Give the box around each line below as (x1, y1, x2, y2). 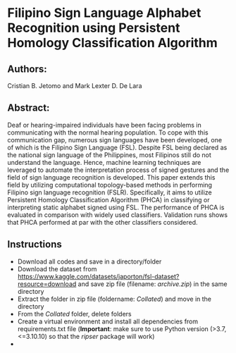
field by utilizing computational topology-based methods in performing (7, 180, 213, 189)
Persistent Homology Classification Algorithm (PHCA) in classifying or (7, 195, 210, 204)
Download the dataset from (17, 264, 97, 273)
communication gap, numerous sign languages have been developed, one (7, 135, 223, 144)
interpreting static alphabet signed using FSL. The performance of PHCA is (7, 203, 225, 211)
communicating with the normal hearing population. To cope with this (7, 128, 209, 137)
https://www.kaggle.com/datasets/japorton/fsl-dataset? (17, 272, 180, 280)
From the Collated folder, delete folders (17, 309, 132, 318)
